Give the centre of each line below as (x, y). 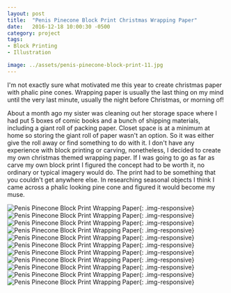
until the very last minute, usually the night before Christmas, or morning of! (115, 100)
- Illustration (29, 53)
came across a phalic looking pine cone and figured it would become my (111, 187)
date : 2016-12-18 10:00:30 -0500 (59, 26)
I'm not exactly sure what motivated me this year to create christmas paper (115, 85)
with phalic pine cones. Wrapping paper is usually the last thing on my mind (115, 92)
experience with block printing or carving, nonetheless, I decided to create (114, 150)
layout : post (26, 14)
